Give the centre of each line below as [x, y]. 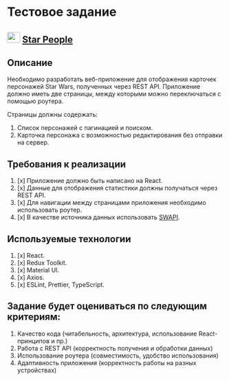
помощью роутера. [35, 101]
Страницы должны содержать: [53, 115]
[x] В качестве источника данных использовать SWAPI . [98, 217]
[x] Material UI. [38, 270]
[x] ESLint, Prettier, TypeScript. [61, 285]
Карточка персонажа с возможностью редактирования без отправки [120, 135]
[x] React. [31, 256]
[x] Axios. [31, 277]
